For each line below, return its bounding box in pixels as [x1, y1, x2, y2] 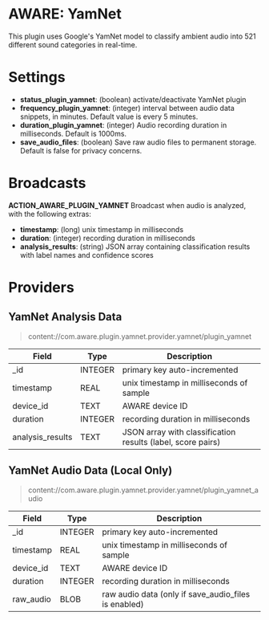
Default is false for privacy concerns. [19, 145, 143, 155]
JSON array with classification [122, 426, 236, 438]
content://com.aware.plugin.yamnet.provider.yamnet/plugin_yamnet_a [27, 485, 259, 495]
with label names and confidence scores [19, 250, 154, 259]
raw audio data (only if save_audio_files [102, 588, 251, 599]
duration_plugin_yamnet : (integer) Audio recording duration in [19, 120, 227, 129]
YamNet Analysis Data [8, 310, 122, 324]
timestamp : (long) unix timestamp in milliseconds [19, 224, 184, 234]
